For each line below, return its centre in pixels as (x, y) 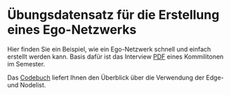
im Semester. (26, 64)
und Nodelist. (27, 85)
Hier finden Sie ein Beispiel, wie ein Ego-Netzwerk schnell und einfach (109, 49)
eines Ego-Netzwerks (72, 30)
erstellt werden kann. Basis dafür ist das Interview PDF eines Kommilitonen (115, 57)
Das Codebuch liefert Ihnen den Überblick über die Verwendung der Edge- (116, 78)
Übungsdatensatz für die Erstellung (113, 15)
